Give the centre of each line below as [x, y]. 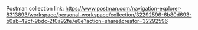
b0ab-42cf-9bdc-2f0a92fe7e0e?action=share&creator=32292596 [87, 21]
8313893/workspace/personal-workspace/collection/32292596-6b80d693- [99, 15]
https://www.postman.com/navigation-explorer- [124, 9]
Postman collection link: [35, 9]
